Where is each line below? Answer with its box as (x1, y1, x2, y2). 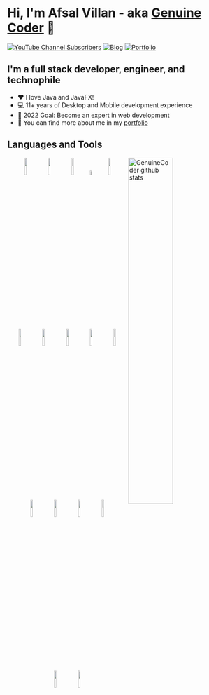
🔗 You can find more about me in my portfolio (17, 118, 148, 127)
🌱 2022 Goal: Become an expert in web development (17, 111, 170, 119)
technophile (7, 74, 61, 86)
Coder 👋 (7, 20, 55, 36)
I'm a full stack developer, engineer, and (7, 63, 185, 75)
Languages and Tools (7, 139, 103, 151)
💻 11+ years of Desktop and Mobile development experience (17, 100, 193, 109)
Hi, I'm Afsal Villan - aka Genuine (7, 5, 201, 21)
